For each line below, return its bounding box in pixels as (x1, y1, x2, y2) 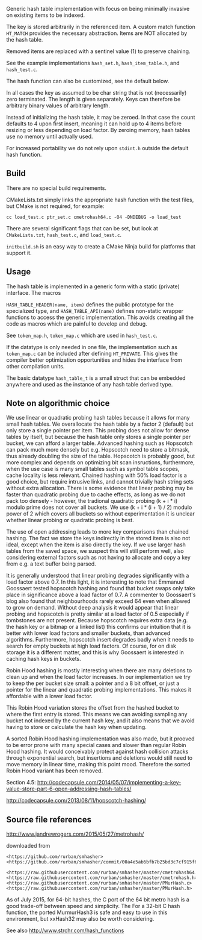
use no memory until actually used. (6, 133, 93, 140)
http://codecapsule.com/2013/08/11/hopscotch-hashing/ (6, 797, 146, 804)
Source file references (6, 814, 92, 825)
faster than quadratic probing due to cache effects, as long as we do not (6, 491, 186, 498)
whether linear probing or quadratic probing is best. (6, 517, 134, 524)
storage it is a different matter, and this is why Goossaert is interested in (6, 649, 185, 656)
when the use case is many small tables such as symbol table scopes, (6, 465, 180, 473)
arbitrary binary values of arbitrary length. (6, 102, 110, 109)
